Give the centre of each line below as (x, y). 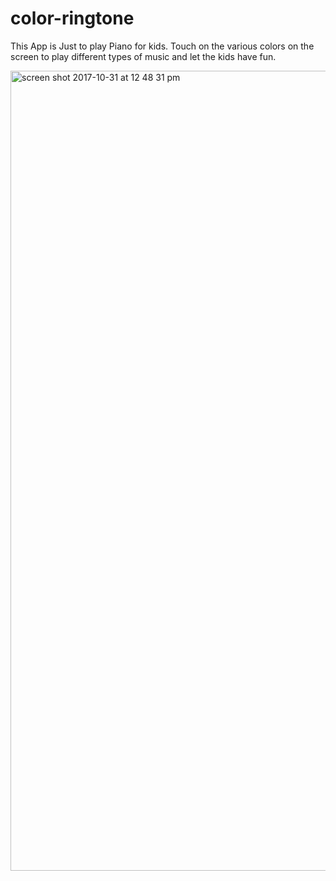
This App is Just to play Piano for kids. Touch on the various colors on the (162, 46)
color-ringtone (72, 18)
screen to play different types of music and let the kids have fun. (143, 56)
